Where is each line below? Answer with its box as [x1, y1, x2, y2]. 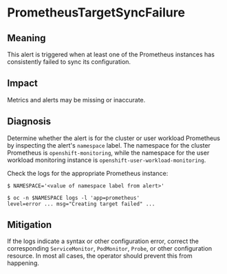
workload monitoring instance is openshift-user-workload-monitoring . [7, 156, 206, 164]
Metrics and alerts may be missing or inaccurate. [7, 95, 146, 104]
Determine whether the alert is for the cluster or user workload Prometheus [7, 134, 221, 142]
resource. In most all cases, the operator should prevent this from [7, 252, 193, 260]
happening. [7, 259, 39, 267]
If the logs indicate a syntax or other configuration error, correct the [7, 237, 199, 245]
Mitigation [7, 219, 52, 231]
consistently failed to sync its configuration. [7, 58, 131, 66]
